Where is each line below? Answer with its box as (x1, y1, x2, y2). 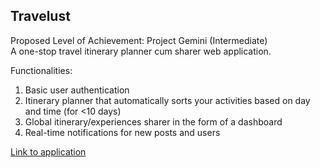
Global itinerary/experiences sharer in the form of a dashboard (24, 115, 283, 128)
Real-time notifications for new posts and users (24, 126, 221, 138)
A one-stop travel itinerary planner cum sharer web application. (10, 45, 272, 57)
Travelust (10, 8, 71, 25)
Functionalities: (10, 64, 73, 76)
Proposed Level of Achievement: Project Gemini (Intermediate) (10, 34, 268, 46)
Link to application (10, 145, 87, 158)
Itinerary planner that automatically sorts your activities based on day (24, 94, 311, 106)
